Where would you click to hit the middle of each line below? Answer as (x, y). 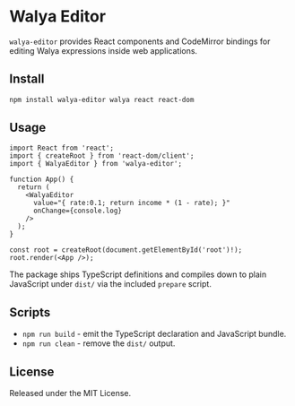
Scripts (30, 312)
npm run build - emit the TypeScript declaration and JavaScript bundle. (154, 334)
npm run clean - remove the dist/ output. (99, 343)
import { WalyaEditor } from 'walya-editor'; (95, 164)
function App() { (42, 180)
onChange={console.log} (78, 211)
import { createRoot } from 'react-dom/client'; (102, 156)
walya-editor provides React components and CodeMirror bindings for (140, 41)
